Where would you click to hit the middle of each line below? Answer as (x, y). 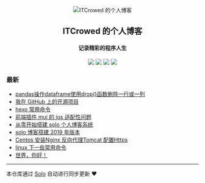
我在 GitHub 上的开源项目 (47, 101)
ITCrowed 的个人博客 (103, 31)
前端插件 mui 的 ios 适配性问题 (53, 117)
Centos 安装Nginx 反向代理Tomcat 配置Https (71, 140)
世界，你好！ (31, 155)
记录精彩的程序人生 (103, 48)
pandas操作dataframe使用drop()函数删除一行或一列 (80, 94)
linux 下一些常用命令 (41, 147)
